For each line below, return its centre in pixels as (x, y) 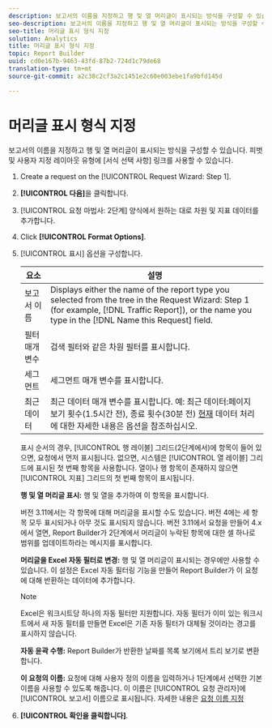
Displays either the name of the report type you (140, 289)
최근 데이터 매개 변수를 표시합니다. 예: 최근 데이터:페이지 (150, 401)
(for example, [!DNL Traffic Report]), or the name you (151, 310)
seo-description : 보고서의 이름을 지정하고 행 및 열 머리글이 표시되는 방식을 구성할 (133, 24)
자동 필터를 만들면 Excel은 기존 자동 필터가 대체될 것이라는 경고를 (153, 623)
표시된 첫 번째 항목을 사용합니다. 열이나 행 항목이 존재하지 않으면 (137, 468)
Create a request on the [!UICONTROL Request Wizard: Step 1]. (125, 176)
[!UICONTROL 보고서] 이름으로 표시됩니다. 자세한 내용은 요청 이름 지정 (132, 698)
